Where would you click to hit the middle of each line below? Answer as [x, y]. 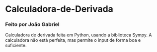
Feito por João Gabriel [32, 25]
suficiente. [16, 46]
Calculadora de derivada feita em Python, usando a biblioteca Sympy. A [78, 35]
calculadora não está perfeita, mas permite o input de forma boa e [73, 40]
